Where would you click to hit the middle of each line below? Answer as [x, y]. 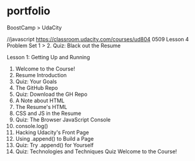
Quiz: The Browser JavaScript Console [63, 119]
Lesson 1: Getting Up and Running [48, 57]
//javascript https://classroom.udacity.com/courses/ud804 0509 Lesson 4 [98, 39]
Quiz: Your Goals [36, 81]
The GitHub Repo [37, 87]
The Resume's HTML [41, 107]
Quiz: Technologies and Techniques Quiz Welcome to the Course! [96, 151]
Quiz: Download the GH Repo [51, 94]
